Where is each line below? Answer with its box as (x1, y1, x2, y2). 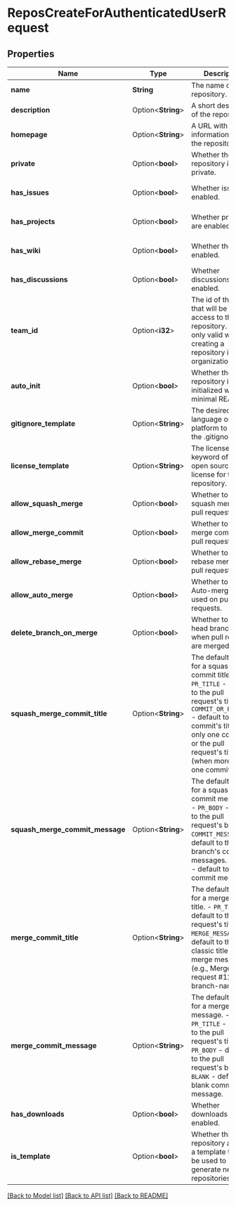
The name (190, 81, 225, 90)
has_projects (11, 216, 55, 226)
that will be (190, 304, 228, 313)
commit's (190, 721, 223, 730)
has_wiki (11, 246, 41, 255)
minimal (190, 394, 218, 403)
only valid (190, 330, 223, 339)
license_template (11, 461, 70, 470)
